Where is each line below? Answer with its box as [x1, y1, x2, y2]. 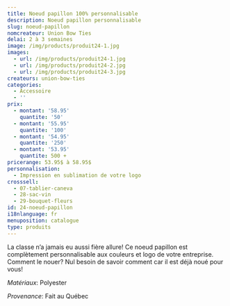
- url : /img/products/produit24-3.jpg [13, 68, 126, 75]
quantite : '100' [19, 127, 67, 134]
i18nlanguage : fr [7, 211, 58, 218]
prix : [7, 101, 23, 108]
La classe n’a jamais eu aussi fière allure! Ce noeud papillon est [7, 243, 188, 251]
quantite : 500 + [19, 152, 67, 160]
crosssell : [7, 178, 39, 185]
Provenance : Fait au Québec [7, 291, 89, 300]
